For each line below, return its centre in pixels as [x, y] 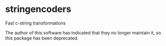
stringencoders [38, 9]
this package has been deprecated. [42, 38]
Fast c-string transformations [35, 23]
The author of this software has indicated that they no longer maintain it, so [83, 32]
